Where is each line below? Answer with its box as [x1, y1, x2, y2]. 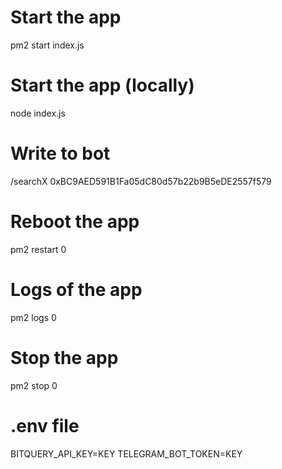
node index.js [10, 107, 66, 119]
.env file [10, 414, 80, 437]
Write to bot [10, 142, 111, 165]
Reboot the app [10, 211, 140, 233]
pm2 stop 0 [10, 379, 58, 391]
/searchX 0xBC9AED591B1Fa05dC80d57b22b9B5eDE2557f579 [10, 175, 272, 187]
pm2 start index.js [10, 39, 85, 51]
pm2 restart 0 [10, 243, 67, 255]
